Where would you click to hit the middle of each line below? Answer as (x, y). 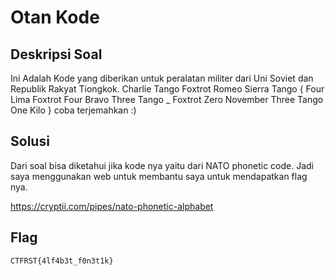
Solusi (30, 141)
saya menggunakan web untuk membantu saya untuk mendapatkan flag (159, 176)
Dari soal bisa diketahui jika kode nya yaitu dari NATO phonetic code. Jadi (162, 165)
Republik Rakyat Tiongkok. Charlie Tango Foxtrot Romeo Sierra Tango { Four (167, 89)
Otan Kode (55, 17)
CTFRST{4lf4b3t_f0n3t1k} (62, 261)
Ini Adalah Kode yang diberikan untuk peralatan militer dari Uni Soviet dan (162, 78)
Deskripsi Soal (56, 54)
